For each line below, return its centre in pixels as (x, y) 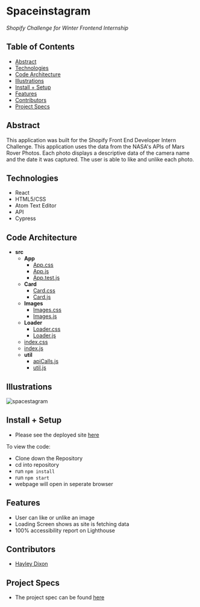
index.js (34, 348)
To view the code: (28, 446)
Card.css (44, 291)
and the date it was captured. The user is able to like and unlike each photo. (100, 159)
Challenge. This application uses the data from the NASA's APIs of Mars (95, 146)
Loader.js (44, 336)
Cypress (25, 218)
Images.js (45, 316)
